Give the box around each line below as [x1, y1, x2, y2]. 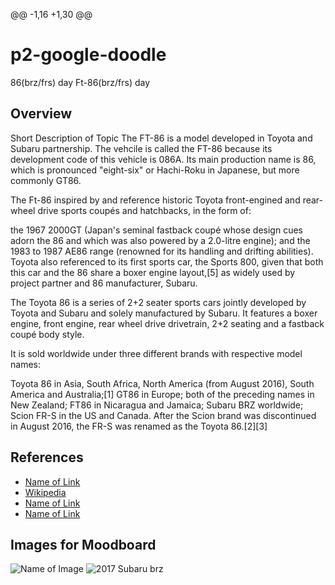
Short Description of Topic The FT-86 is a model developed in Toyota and [10, 132, 313, 144]
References [10, 449, 84, 466]
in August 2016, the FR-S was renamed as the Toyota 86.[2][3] [10, 420, 268, 432]
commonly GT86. [10, 174, 82, 186]
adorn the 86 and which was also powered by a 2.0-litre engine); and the [10, 234, 311, 246]
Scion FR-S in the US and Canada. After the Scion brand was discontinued [10, 409, 317, 421]
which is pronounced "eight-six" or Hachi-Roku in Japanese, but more [10, 164, 300, 176]
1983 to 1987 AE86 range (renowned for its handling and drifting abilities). [10, 245, 314, 257]
